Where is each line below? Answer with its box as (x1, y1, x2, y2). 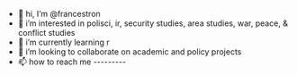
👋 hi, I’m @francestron (17, 9, 101, 19)
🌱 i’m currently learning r (17, 37, 110, 47)
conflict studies (17, 28, 76, 37)
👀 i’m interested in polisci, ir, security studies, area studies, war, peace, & (17, 18, 289, 29)
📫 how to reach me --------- (17, 56, 127, 67)
